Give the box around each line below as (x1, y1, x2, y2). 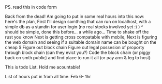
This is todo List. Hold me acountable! (5, 64, 81, 70)
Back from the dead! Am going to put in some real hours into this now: (5, 14, 145, 19)
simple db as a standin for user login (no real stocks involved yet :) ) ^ (5, 24, 144, 30)
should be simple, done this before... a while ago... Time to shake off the (5, 29, 149, 34)
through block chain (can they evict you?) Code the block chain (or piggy (5, 50, 151, 55)
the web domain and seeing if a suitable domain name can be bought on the (5, 39, 157, 45)
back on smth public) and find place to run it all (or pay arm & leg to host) (5, 55, 151, 60)
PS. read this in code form (5, 4, 57, 10)
